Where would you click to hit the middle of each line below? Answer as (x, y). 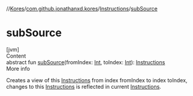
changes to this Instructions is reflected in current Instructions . (84, 86)
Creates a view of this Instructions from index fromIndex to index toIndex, (97, 80)
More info (18, 68)
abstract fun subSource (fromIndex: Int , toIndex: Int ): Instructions (86, 62)
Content (16, 56)
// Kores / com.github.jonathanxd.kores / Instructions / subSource (82, 9)
